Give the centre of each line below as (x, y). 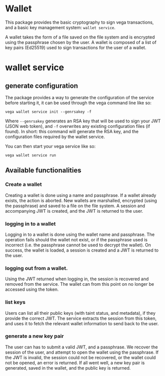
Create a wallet (23, 185)
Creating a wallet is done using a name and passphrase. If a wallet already (81, 195)
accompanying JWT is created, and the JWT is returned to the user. (74, 211)
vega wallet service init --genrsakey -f (48, 112)
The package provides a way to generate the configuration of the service (80, 97)
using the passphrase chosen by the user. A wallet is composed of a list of (81, 42)
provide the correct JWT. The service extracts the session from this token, (81, 318)
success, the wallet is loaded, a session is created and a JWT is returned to (82, 250)
